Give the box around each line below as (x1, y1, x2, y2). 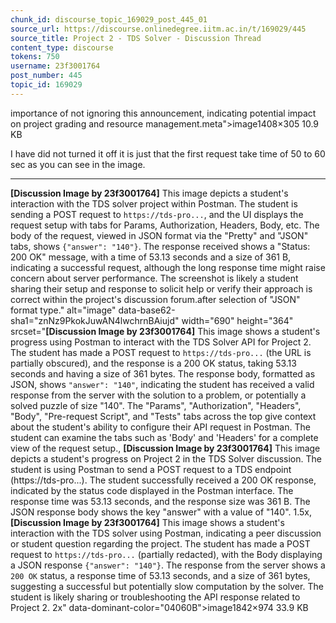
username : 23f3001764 (10, 61, 101, 71)
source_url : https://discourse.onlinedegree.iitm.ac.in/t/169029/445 (10, 24, 307, 34)
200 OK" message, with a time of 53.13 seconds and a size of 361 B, (10, 251, 292, 263)
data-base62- (118, 304, 176, 316)
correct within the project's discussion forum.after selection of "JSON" (10, 293, 301, 305)
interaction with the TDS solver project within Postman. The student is (10, 197, 298, 210)
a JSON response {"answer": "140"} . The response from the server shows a (10, 559, 326, 571)
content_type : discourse (10, 42, 114, 53)
